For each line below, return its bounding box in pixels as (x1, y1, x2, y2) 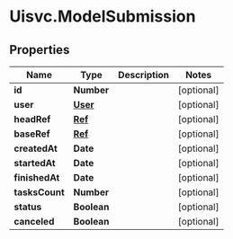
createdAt (13, 142, 58, 155)
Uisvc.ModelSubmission (9, 6, 196, 27)
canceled (13, 216, 55, 227)
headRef (13, 113, 51, 125)
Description (118, 69, 169, 81)
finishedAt (13, 172, 60, 183)
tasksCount (13, 186, 65, 199)
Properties (9, 42, 70, 58)
